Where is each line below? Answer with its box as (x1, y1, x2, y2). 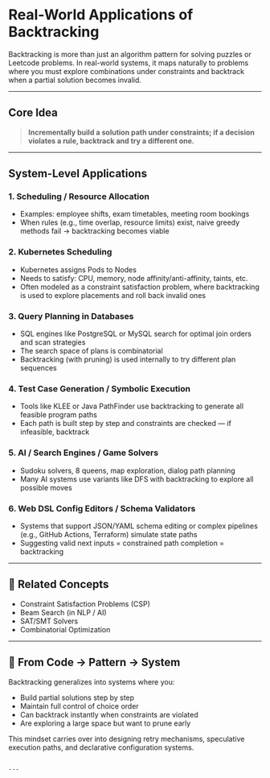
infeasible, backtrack (19, 427, 90, 437)
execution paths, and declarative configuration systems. (8, 743, 194, 752)
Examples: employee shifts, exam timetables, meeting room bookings (19, 209, 250, 219)
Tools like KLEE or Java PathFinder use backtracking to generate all (19, 401, 243, 412)
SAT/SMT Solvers (19, 616, 79, 626)
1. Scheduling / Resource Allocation (8, 191, 150, 202)
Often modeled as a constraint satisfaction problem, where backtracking (19, 282, 260, 292)
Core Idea (8, 106, 58, 120)
